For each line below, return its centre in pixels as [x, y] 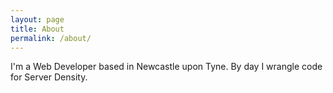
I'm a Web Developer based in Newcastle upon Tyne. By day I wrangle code [166, 67]
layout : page [37, 19]
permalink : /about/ [51, 38]
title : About [37, 29]
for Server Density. [49, 77]
